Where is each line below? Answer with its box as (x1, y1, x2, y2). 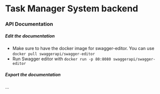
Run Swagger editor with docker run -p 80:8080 (12, 56, 111, 62)
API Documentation (5, 21, 54, 28)
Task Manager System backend (5, 3, 138, 14)
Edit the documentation (5, 33, 55, 39)
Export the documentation (5, 71, 61, 77)
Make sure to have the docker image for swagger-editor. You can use (12, 46, 155, 51)
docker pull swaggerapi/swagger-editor (12, 51, 95, 57)
